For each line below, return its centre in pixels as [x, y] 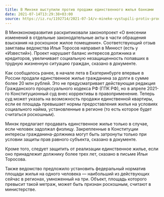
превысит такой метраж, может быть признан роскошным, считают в [78, 184]
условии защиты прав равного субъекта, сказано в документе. [71, 139]
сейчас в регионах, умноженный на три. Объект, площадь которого [76, 179]
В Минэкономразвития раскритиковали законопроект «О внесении [76, 33]
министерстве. [21, 189]
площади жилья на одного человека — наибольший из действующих [77, 174]
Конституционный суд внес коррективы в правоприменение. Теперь [82, 94]
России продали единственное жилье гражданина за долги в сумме [77, 78]
